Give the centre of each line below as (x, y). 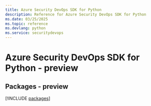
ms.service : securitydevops (34, 33)
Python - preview (42, 68)
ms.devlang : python (25, 28)
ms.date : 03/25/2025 (27, 19)
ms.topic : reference (27, 24)
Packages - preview (37, 86)
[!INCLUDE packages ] (28, 98)
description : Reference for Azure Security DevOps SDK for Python (76, 14)
